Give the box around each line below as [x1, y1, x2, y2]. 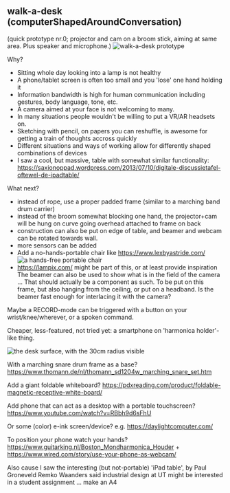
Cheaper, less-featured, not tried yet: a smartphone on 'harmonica [7, 326, 196, 334]
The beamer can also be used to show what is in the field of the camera [16, 270, 220, 278]
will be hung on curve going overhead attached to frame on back [16, 219, 201, 228]
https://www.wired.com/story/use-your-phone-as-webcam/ [7, 450, 176, 458]
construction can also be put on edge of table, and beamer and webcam [16, 226, 222, 234]
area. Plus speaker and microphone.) [7, 41, 112, 50]
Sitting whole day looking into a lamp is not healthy [16, 68, 161, 76]
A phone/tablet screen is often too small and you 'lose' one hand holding [16, 76, 223, 84]
